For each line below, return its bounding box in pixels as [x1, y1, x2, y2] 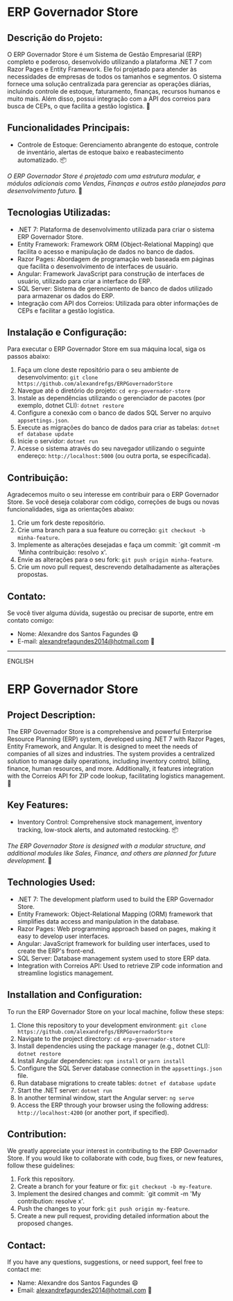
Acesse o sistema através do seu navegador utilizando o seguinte [17, 444, 205, 452]
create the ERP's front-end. [17, 947, 96, 955]
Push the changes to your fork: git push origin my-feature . [17, 1204, 190, 1213]
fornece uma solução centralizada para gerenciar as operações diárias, [7, 80, 212, 88]
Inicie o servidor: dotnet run [17, 437, 98, 445]
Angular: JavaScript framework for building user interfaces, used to [17, 939, 210, 947]
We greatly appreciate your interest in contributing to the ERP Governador [7, 1147, 218, 1155]
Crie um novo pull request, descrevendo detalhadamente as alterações [17, 563, 221, 571]
